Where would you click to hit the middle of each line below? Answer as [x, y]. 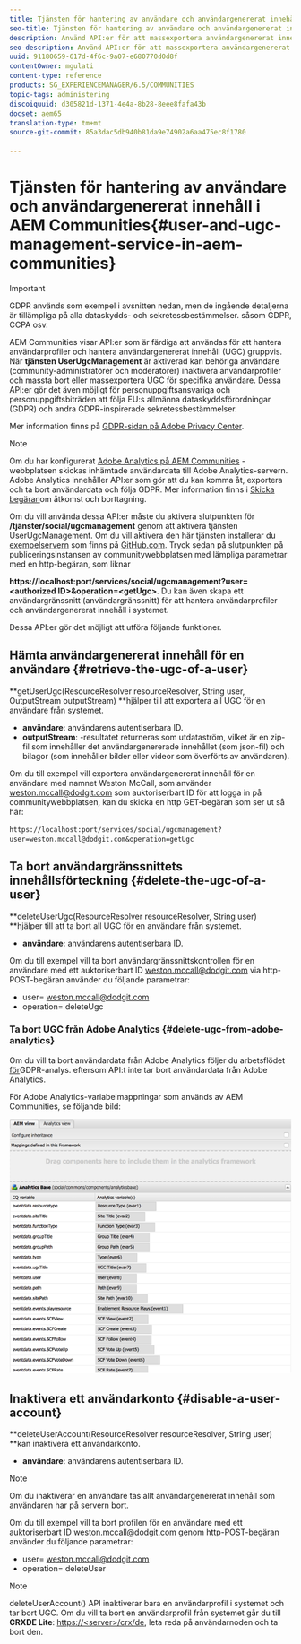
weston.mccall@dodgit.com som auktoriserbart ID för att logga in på [136, 792]
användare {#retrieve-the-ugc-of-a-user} [129, 669]
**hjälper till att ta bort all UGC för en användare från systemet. [125, 926]
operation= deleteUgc [63, 1006]
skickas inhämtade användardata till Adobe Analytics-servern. [173, 470]
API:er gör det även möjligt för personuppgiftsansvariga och [120, 389]
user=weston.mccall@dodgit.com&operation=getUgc [102, 839]
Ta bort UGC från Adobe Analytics [85, 1029]
